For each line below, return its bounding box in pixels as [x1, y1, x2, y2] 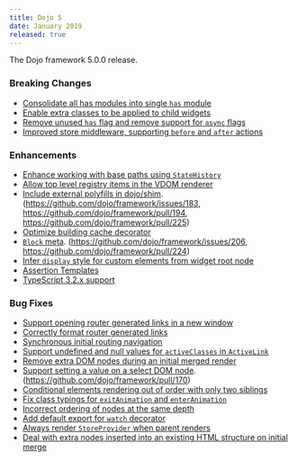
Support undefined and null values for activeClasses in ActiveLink [22, 346, 269, 357]
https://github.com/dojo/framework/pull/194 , [22, 207, 188, 218]
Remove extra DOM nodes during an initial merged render [22, 356, 237, 366]
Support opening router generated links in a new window [22, 317, 234, 329]
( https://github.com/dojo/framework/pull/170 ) [22, 375, 191, 385]
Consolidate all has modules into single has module [22, 97, 211, 108]
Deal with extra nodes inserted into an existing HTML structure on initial [22, 432, 288, 443]
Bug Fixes [9, 296, 54, 309]
